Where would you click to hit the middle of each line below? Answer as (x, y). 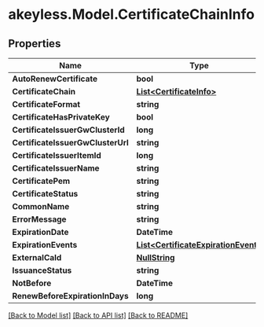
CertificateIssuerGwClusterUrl (71, 143)
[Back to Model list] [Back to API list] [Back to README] (98, 315)
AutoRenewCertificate (55, 79)
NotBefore (32, 283)
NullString (156, 257)
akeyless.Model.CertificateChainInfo (132, 15)
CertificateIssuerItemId (57, 155)
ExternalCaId (37, 257)
